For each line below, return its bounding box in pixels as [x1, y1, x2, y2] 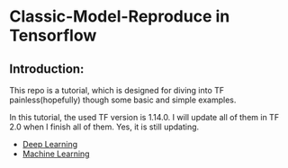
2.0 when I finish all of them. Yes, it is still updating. [9, 121, 200, 132]
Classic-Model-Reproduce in [9, 6, 230, 27]
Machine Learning [22, 148, 90, 159]
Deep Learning [22, 139, 78, 149]
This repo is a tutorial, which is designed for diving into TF [9, 85, 225, 95]
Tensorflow [9, 25, 97, 46]
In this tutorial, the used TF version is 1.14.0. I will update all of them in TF [9, 112, 280, 122]
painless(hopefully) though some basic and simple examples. [9, 94, 237, 105]
